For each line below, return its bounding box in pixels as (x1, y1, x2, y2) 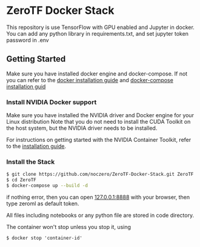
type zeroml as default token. (6, 200, 79, 207)
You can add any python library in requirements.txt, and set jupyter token (6, 30, 189, 37)
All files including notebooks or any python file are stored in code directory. (6, 211, 195, 219)
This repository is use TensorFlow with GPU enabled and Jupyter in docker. (6, 24, 195, 31)
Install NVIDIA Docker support (6, 98, 97, 106)
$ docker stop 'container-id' (6, 235, 83, 241)
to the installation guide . (6, 143, 67, 150)
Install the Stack (6, 158, 55, 166)
